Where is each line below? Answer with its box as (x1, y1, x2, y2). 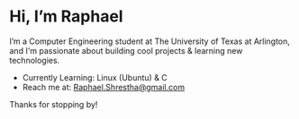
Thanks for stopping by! (9, 98, 98, 109)
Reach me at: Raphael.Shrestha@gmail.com (22, 81, 186, 92)
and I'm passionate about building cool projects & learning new (9, 45, 243, 55)
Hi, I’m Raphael (9, 6, 123, 27)
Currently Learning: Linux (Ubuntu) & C (22, 72, 168, 82)
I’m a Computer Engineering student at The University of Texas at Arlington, (9, 36, 291, 47)
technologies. (9, 55, 60, 65)
